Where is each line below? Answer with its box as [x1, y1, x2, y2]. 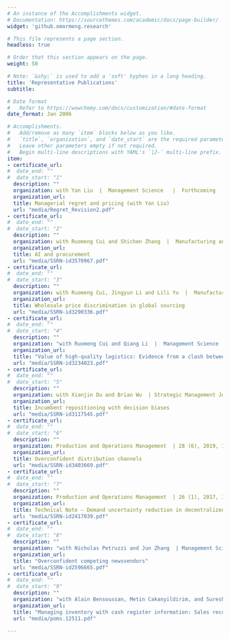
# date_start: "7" [7, 481, 63, 488]
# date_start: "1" [7, 175, 63, 181]
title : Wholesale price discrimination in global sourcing [13, 302, 186, 309]
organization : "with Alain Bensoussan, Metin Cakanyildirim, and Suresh [13, 596, 225, 603]
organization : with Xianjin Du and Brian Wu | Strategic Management [13, 392, 216, 399]
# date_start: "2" [7, 225, 63, 232]
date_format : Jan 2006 [7, 111, 72, 117]
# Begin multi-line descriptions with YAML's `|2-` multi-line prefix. [7, 148, 222, 155]
